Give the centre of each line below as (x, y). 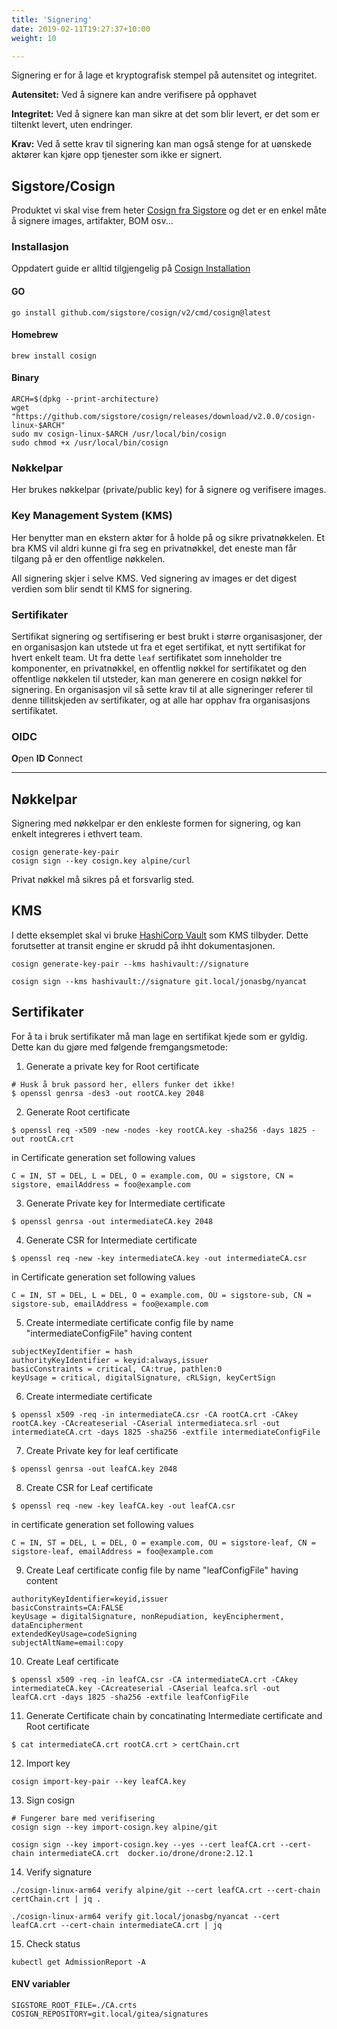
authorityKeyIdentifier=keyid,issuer (90, 1599)
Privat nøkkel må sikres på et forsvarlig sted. (103, 880)
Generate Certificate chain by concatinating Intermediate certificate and (174, 1715)
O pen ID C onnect (47, 758)
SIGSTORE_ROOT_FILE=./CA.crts (74, 2005)
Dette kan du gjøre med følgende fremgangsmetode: (119, 1047)
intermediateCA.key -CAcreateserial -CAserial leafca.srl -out (146, 1688)
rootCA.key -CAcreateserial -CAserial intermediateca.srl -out (146, 1423)
